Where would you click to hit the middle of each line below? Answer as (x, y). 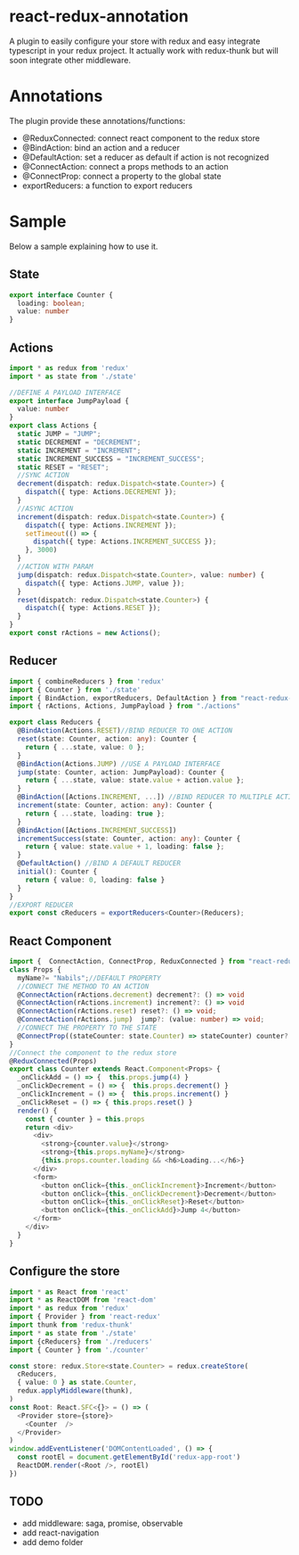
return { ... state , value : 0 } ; (85, 747)
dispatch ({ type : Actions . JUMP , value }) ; (105, 583)
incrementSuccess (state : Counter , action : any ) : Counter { (129, 839)
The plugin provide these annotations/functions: (97, 120)
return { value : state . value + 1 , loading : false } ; (125, 847)
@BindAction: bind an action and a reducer (101, 147)
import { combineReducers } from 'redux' (87, 681)
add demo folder (53, 1542)
